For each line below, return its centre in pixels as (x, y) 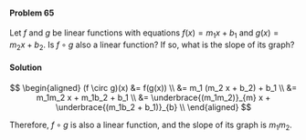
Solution (26, 67)
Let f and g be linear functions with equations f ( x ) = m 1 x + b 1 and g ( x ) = (144, 34)
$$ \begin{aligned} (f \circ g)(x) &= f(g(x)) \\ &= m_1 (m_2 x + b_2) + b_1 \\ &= (153, 88)
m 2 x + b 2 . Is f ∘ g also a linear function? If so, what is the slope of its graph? (152, 45)
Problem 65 (32, 13)
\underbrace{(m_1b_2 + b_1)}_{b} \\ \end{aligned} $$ (153, 107)
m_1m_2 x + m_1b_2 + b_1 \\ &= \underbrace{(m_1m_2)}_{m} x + (153, 97)
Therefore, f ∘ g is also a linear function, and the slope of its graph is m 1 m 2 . (151, 125)
